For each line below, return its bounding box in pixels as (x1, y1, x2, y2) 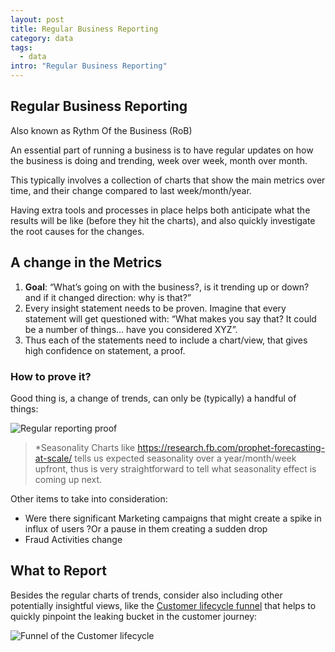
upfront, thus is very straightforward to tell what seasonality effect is (34, 462, 317, 475)
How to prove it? (10, 369, 92, 383)
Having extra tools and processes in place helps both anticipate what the (10, 204, 311, 216)
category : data (10, 33, 74, 43)
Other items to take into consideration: (10, 492, 168, 505)
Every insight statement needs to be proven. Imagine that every (24, 302, 287, 314)
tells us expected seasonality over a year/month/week (74, 452, 297, 464)
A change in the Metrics (10, 254, 163, 271)
